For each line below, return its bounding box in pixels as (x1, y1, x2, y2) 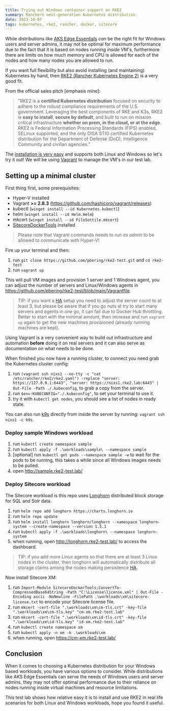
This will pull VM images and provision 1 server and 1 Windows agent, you (5, 277, 160, 283)
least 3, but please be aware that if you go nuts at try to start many (17, 303, 158, 309)
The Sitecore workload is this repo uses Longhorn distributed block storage (5, 492, 164, 498)
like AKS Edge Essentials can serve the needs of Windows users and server (5, 674, 164, 680)
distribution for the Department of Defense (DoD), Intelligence (17, 136, 148, 142)
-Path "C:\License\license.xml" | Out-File (65, 590, 159, 595)
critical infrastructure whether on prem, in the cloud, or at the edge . (17, 119, 162, 126)
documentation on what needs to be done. (5, 346, 95, 352)
